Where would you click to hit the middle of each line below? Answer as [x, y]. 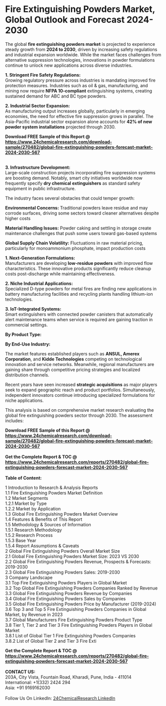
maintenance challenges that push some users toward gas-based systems [81, 233]
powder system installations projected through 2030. [60, 127]
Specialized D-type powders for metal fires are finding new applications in [81, 289]
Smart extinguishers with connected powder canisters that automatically [79, 314]
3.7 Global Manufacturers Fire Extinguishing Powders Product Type [74, 620]
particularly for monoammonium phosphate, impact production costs [75, 248]
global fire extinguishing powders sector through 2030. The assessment [79, 415]
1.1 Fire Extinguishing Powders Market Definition [54, 493]
